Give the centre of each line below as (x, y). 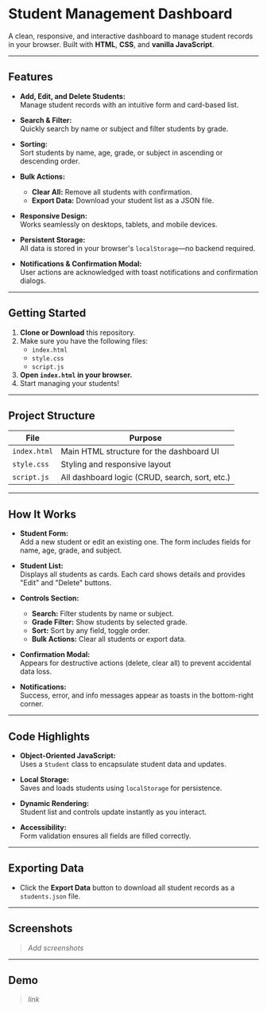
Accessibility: (43, 827)
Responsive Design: (53, 215)
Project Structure (52, 415)
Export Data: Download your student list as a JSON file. (123, 200)
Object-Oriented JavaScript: (68, 755)
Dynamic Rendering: (54, 803)
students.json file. (50, 896)
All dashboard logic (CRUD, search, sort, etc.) (145, 478)
